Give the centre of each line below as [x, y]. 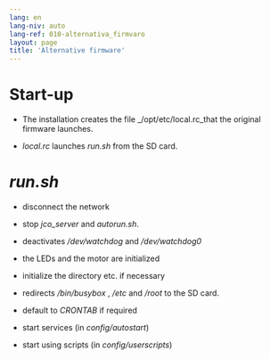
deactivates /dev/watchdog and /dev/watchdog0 [112, 241]
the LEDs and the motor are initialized [91, 258]
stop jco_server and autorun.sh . [81, 224]
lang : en [25, 17]
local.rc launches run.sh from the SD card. [100, 146]
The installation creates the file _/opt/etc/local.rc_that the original [141, 119]
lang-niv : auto [37, 26]
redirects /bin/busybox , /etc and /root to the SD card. [121, 293]
